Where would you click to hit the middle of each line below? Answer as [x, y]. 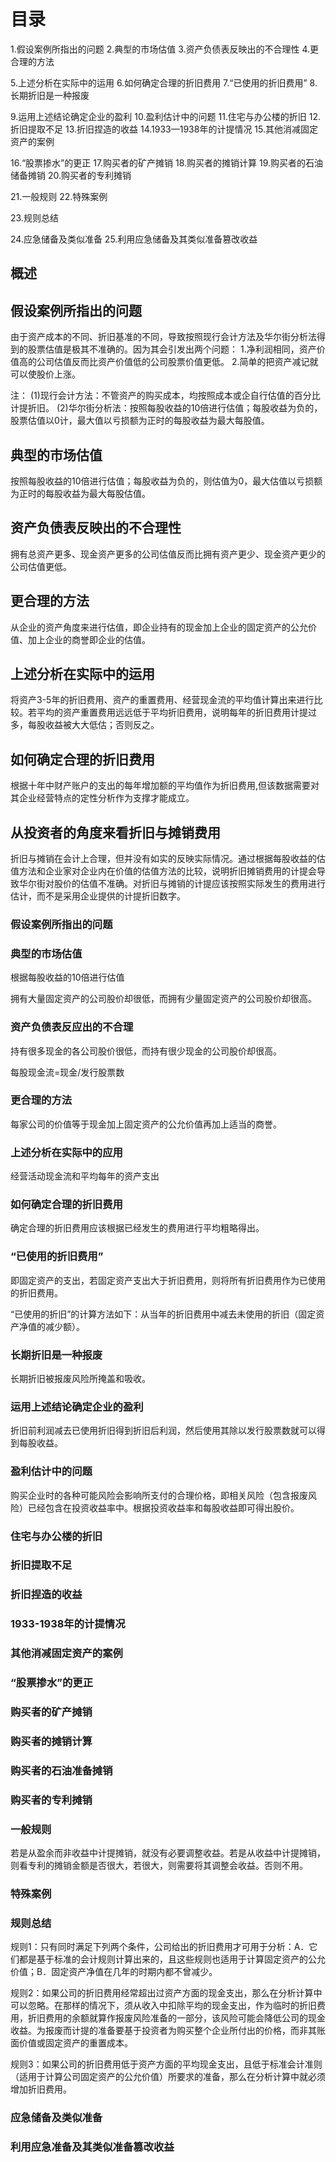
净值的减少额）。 [51, 1326]
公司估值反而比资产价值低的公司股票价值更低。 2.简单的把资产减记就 [177, 362]
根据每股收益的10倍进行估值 [67, 977]
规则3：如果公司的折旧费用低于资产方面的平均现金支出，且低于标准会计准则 [166, 2064]
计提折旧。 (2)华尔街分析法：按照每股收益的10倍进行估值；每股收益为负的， [166, 408]
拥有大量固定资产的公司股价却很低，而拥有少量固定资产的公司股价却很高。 [163, 999]
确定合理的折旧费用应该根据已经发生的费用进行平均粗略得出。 [137, 1228]
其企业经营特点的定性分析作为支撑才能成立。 [102, 798]
